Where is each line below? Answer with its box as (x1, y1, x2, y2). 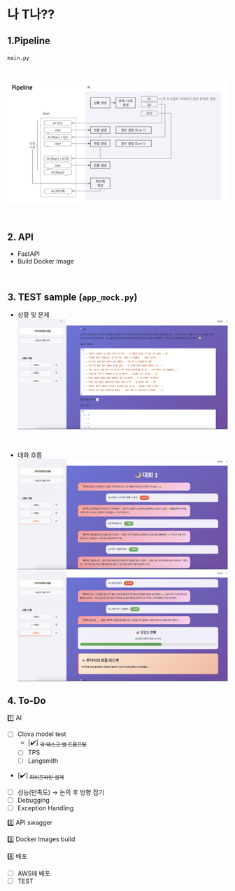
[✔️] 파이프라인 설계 (17, 770, 64, 781)
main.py (7, 55, 30, 62)
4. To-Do (7, 695, 46, 707)
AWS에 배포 (17, 869, 51, 877)
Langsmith (27, 756, 59, 765)
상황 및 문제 (17, 311, 50, 319)
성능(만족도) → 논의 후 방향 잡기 (17, 788, 105, 796)
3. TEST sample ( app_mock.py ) (7, 291, 138, 303)
